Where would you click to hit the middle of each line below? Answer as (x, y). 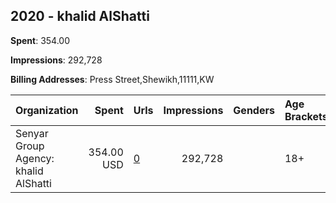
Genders (254, 110)
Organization (47, 110)
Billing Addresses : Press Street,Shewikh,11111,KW (112, 79)
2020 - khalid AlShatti (80, 16)
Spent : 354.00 (40, 40)
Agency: (35, 158)
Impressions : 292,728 (56, 60)
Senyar (32, 133)
